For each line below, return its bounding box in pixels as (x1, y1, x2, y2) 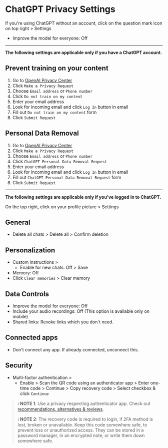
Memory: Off (12, 270, 39, 276)
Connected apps (5, 333, 58, 342)
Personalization (5, 246, 55, 254)
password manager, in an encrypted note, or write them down (17, 432, 145, 438)
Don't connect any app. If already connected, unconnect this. (12, 346, 139, 352)
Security (5, 361, 32, 370)
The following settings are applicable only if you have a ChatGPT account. (5, 49, 162, 56)
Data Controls (5, 289, 49, 298)
